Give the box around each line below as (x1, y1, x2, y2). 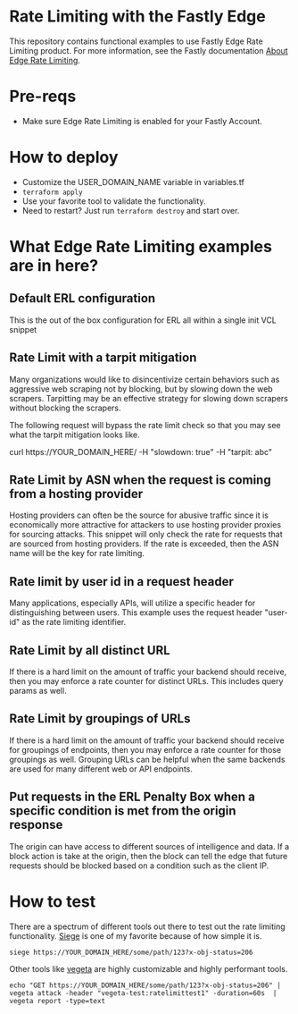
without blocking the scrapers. (9, 402, 122, 413)
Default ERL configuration (9, 291, 156, 306)
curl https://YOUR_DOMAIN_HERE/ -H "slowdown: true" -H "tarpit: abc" (9, 446, 273, 457)
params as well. (9, 686, 67, 697)
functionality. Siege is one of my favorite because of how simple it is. (9, 930, 262, 941)
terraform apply (21, 188, 83, 197)
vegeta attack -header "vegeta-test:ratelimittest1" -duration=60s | (9, 988, 277, 998)
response (9, 817, 63, 832)
